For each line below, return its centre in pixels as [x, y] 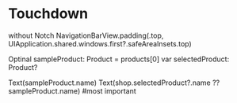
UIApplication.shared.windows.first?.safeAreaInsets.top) [100, 43]
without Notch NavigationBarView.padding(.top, [86, 35]
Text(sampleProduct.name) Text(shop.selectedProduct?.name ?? [114, 83]
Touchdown [48, 14]
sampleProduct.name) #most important [72, 90]
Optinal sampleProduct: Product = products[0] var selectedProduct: [119, 59]
